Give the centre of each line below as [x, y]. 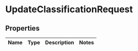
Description [60, 43]
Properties [22, 28]
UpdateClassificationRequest [69, 9]
